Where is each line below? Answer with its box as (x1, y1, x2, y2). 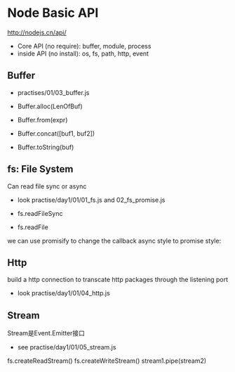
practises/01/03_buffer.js (17, 88, 90, 96)
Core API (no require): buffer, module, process (17, 41, 152, 50)
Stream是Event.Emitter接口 (7, 329, 86, 338)
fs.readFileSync (17, 209, 63, 217)
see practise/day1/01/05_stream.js (17, 343, 116, 352)
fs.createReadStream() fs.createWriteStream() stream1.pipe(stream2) (7, 357, 207, 365)
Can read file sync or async (7, 181, 87, 191)
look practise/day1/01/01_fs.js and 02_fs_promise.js (17, 195, 166, 204)
